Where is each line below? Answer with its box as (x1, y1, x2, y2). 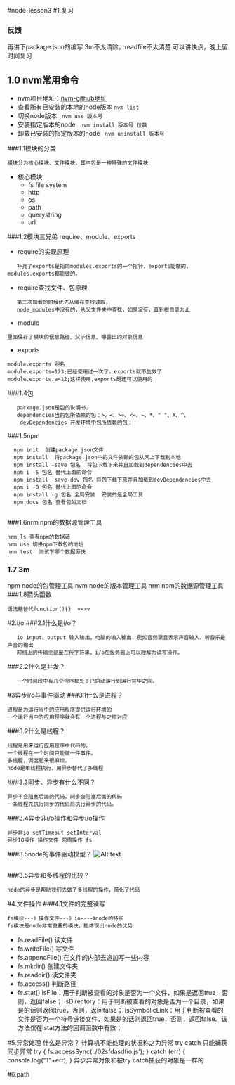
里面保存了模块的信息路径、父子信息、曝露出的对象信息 (7, 333, 144, 341)
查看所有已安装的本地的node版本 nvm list (17, 103, 140, 111)
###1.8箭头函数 (7, 590, 52, 599)
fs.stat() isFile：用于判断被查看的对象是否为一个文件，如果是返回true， (17, 989, 222, 997)
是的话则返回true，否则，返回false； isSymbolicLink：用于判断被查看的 (17, 1006, 224, 1015)
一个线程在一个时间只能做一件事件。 (7, 750, 97, 757)
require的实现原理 (17, 248, 69, 256)
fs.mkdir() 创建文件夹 (17, 962, 79, 970)
